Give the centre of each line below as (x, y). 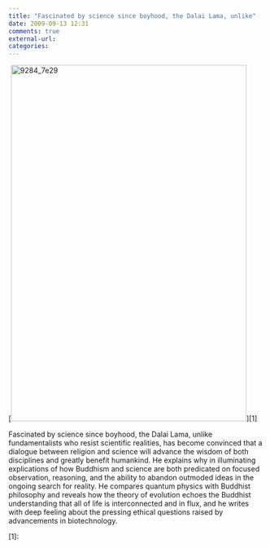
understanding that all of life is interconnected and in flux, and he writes (129, 504)
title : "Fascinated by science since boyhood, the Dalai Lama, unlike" (132, 16)
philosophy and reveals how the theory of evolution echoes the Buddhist (130, 495)
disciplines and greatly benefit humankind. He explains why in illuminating (132, 460)
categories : (28, 46)
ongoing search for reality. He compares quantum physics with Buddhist (129, 486)
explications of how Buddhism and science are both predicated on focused (134, 469)
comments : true (34, 31)
